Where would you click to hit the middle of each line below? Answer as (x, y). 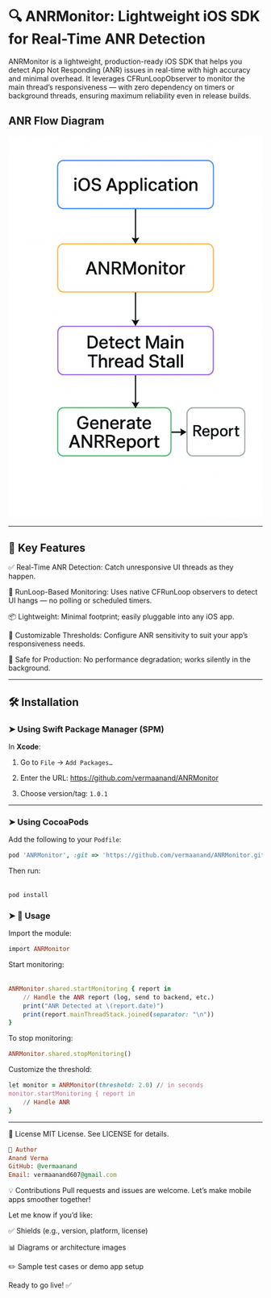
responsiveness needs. (47, 644)
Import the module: (40, 933)
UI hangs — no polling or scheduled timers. (80, 601)
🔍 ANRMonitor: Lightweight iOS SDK (134, 17)
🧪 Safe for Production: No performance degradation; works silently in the (130, 660)
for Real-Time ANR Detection (107, 39)
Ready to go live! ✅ (40, 1285)
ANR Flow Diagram (56, 121)
